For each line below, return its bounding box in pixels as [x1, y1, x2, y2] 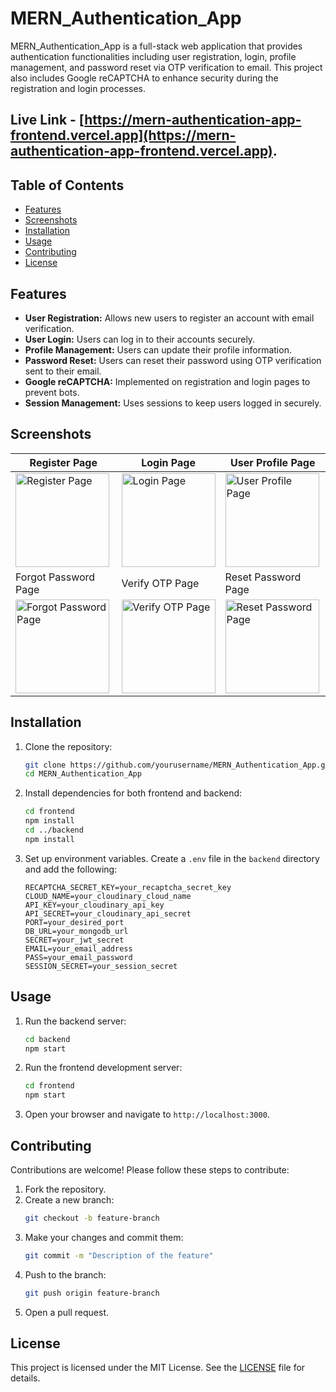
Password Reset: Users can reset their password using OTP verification [24, 354, 322, 366]
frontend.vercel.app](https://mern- [10, 127, 237, 144]
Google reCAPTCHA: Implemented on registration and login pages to [24, 375, 311, 387]
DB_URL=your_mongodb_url [24, 926, 129, 936]
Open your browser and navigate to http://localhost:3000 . [24, 1108, 270, 1121]
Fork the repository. [24, 1183, 107, 1195]
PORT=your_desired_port [24, 917, 125, 927]
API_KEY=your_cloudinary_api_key [24, 900, 165, 910]
